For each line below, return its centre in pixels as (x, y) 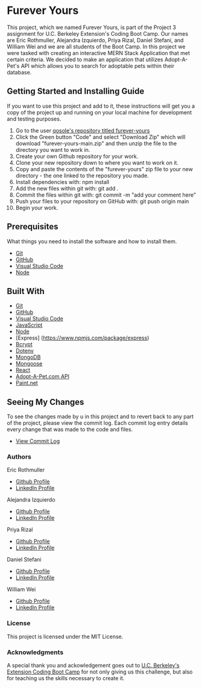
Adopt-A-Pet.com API (43, 376)
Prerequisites (33, 227)
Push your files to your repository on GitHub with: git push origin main (102, 201)
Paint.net (27, 383)
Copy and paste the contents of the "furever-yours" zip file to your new (104, 169)
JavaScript (29, 325)
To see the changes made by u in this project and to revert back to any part (100, 417)
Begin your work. (37, 208)
